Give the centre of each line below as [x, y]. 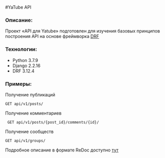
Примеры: [18, 83]
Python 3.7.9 [25, 60]
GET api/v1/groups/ [25, 140]
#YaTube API [18, 7]
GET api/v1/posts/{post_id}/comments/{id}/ [53, 122]
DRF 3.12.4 [23, 71]
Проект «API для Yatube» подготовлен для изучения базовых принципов [83, 31]
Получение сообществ [29, 131]
